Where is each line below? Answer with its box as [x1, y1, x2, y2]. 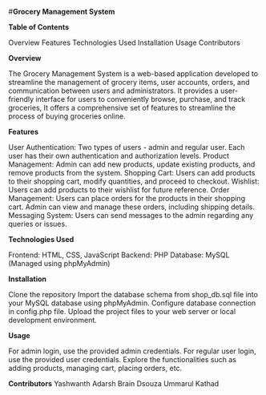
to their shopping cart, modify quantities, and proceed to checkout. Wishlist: [8, 176, 260, 186]
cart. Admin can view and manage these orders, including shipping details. [8, 202, 255, 212]
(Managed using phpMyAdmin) [8, 259, 111, 268]
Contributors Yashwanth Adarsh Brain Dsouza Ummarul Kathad [8, 379, 220, 388]
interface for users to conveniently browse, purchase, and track [35, 95, 246, 103]
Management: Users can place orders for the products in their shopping [8, 194, 246, 203]
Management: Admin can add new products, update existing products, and [8, 159, 256, 169]
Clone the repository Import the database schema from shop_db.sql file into [8, 290, 259, 299]
